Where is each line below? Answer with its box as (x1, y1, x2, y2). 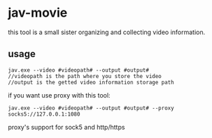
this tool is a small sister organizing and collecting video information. (8, 28, 206, 36)
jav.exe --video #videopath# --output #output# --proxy (8, 105, 174, 112)
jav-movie (8, 5, 68, 21)
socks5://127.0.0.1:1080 (8, 110, 80, 118)
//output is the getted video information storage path (8, 79, 174, 86)
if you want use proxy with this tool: (8, 91, 111, 99)
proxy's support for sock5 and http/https (8, 123, 125, 131)
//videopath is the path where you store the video (8, 72, 162, 79)
